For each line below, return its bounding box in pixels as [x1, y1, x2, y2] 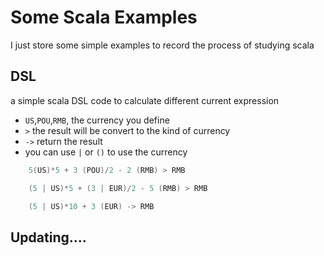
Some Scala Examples [10, 6, 198, 29]
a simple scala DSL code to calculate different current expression [10, 94, 280, 106]
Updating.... [10, 229, 87, 246]
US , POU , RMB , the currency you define [24, 114, 170, 126]
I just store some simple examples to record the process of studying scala [10, 39, 315, 51]
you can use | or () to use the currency [24, 146, 188, 158]
